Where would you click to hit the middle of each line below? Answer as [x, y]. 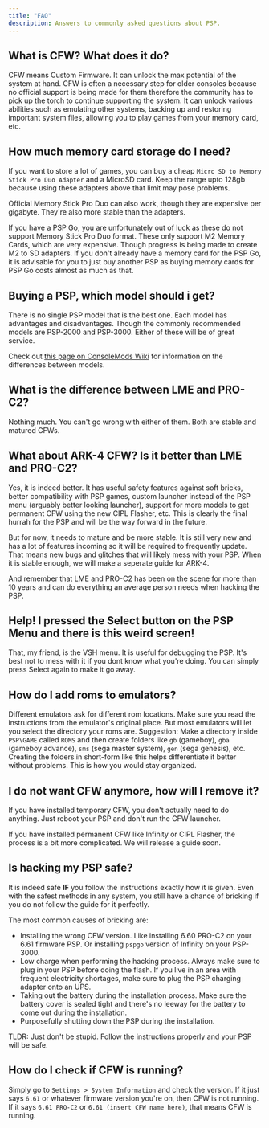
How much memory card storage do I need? [120, 151]
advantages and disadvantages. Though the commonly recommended [124, 323]
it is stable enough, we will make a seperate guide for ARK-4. [109, 562]
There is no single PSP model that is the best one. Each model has [118, 315]
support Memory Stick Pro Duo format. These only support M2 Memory [126, 236]
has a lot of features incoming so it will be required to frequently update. [128, 546]
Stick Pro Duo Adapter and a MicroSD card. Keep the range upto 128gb [127, 180]
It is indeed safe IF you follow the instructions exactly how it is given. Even [131, 887]
